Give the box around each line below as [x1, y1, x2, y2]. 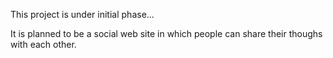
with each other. [10, 39, 77, 50]
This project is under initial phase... [10, 9, 155, 20]
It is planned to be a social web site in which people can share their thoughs [10, 28, 323, 39]
